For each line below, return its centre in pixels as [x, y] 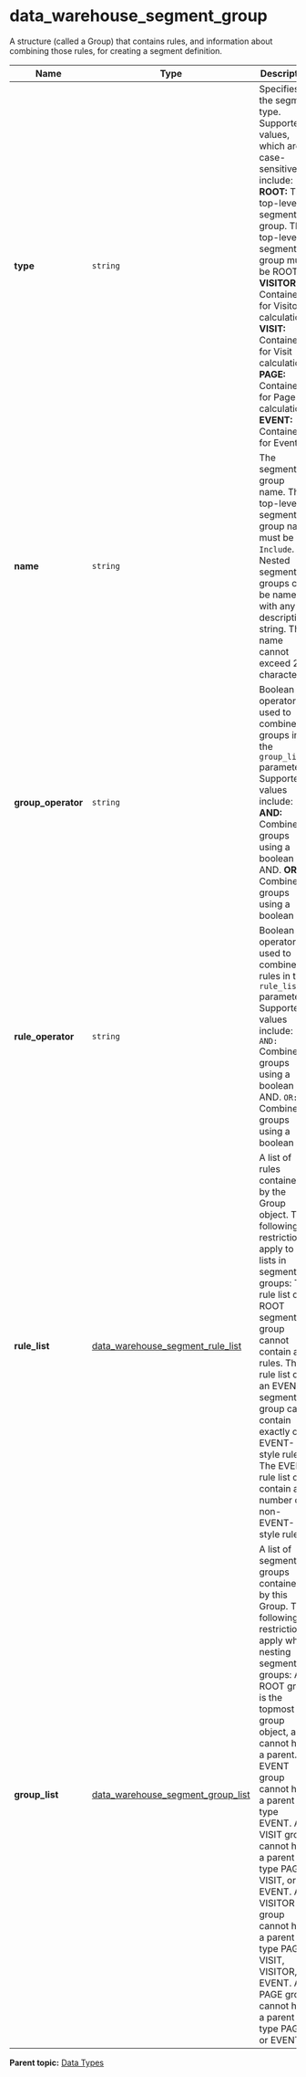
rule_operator [44, 1036]
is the [271, 1697]
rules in [275, 975]
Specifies [279, 89]
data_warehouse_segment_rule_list [167, 1345]
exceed [275, 663]
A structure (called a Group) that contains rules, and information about [141, 41]
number [276, 1500]
